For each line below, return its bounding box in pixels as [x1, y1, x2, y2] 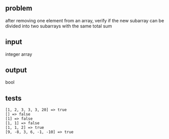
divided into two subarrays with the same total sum [5, 23, 112, 29]
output [5, 66, 27, 75]
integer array [5, 51, 32, 57]
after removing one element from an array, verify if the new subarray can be [5, 17, 164, 23]
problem [5, 4, 32, 13]
